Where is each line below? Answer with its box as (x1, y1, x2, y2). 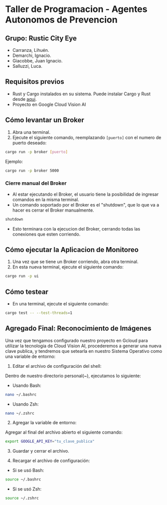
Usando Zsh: (12, 401, 39, 407)
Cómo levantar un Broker (5, 116, 85, 124)
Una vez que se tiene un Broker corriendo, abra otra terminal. (12, 258, 139, 265)
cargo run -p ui (5, 273, 39, 279)
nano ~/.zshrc (5, 411, 35, 416)
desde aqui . (12, 96, 37, 102)
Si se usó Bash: (12, 468, 44, 474)
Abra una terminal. (12, 129, 51, 135)
